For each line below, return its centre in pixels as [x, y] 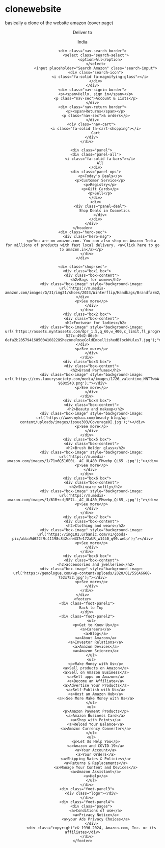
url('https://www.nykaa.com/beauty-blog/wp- [82, 418]
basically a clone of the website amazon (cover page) [59, 23]
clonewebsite [33, 9]
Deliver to [82, 32]
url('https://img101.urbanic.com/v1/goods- [82, 534]
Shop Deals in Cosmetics [105, 211]
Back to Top [92, 608]
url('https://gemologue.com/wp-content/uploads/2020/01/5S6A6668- [82, 573]
